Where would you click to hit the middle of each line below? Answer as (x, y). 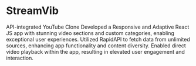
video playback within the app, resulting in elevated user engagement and (95, 51)
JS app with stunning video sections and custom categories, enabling (90, 33)
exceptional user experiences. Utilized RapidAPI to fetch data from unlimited (98, 39)
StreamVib (32, 11)
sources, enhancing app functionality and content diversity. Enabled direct (96, 46)
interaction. (20, 58)
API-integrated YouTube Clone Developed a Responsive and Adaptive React (98, 27)
